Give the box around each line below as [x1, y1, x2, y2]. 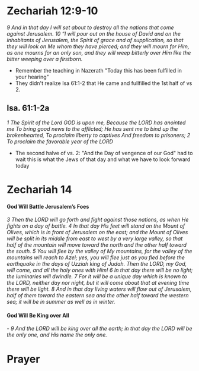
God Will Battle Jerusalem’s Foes [7, 203, 89, 210]
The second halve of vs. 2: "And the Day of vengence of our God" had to [15, 149, 193, 156]
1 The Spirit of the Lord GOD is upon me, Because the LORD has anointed [7, 119, 186, 126]
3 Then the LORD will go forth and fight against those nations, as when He [7, 216, 189, 224]
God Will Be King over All [7, 312, 70, 319]
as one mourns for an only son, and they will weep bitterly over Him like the [7, 49, 191, 56]
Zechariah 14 [7, 183, 72, 196]
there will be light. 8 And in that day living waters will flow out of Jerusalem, [7, 285, 192, 293]
